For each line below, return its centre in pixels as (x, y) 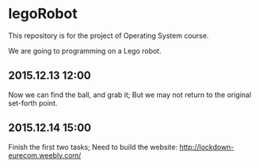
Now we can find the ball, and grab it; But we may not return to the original (130, 95)
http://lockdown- (207, 147)
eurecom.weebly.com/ (45, 155)
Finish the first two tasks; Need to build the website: (93, 147)
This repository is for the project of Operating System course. (109, 35)
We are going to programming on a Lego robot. (85, 50)
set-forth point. (33, 103)
